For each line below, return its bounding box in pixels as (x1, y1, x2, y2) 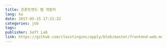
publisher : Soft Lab (5, 30, 48, 35)
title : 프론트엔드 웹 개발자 (5, 7, 56, 12)
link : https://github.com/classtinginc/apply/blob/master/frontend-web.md (5, 35, 164, 40)
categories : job (5, 21, 39, 26)
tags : (5, 25, 16, 30)
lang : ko (5, 12, 23, 17)
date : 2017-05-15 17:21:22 (5, 16, 61, 21)
